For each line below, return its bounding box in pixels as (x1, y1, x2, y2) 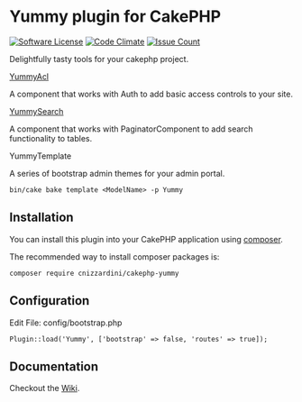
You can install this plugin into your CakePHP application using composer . (9, 233, 284, 244)
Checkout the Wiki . (9, 383, 80, 394)
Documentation (9, 359, 99, 374)
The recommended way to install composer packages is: (9, 251, 220, 262)
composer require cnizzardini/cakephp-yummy (9, 269, 179, 278)
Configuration (9, 293, 90, 308)
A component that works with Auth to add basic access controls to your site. (9, 88, 293, 99)
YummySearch (9, 105, 64, 116)
